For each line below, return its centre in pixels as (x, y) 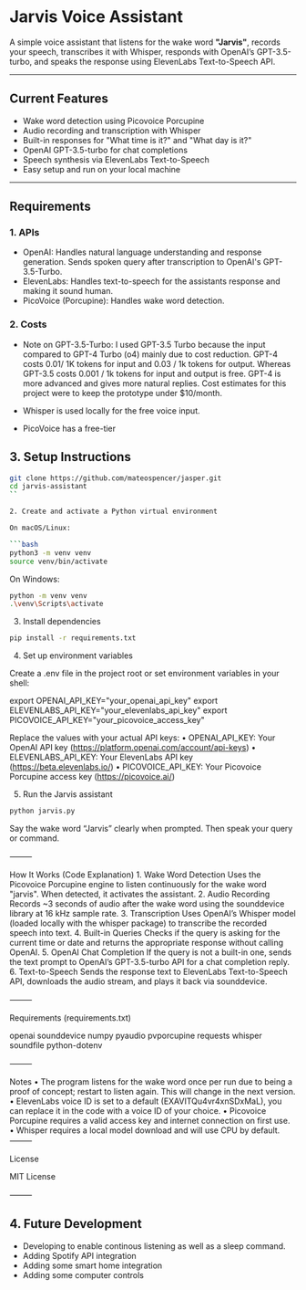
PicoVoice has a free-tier (69, 428)
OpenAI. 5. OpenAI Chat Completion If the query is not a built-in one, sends (151, 952)
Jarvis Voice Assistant (97, 17)
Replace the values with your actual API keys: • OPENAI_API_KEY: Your (143, 738)
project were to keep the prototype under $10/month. (122, 393)
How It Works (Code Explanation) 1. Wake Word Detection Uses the (135, 875)
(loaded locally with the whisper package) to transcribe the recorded (138, 923)
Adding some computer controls (83, 1274)
